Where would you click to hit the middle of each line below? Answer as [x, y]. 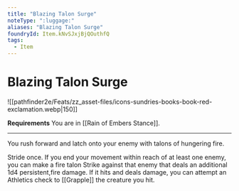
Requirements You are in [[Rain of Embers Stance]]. [84, 123]
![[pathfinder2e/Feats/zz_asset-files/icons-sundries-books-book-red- [110, 102]
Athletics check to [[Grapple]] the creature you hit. [81, 180]
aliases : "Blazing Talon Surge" [55, 27]
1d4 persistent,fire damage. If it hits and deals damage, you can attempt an [117, 172]
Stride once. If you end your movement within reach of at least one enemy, [117, 157]
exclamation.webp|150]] [43, 109]
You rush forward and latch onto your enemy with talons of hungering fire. [116, 143]
